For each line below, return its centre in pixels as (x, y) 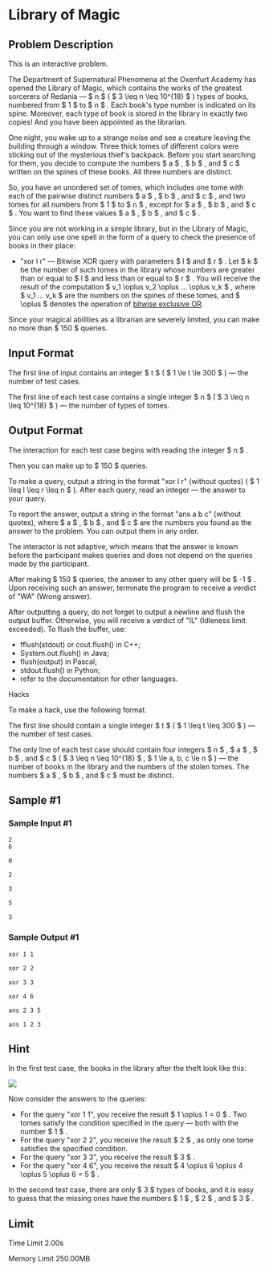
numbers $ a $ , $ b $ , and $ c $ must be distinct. (91, 775)
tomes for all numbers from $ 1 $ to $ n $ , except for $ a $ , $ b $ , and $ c (132, 204)
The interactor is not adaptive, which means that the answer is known (123, 546)
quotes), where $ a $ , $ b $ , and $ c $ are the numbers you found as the (130, 522)
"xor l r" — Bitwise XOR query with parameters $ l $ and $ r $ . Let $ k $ (139, 261)
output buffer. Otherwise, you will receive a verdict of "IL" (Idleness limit (127, 620)
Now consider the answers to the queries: (77, 1099)
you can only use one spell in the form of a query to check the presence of (132, 237)
